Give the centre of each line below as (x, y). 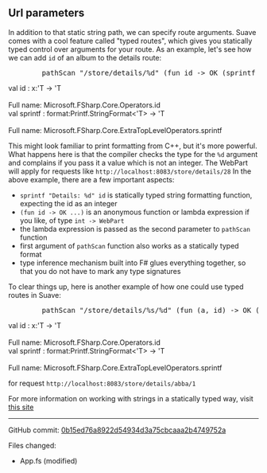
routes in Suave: (35, 295)
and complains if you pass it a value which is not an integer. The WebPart (128, 162)
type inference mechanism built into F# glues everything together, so (133, 263)
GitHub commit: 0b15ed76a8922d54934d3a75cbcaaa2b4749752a (117, 430)
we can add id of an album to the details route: (85, 57)
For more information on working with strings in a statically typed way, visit (131, 398)
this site (21, 407)
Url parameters (46, 13)
